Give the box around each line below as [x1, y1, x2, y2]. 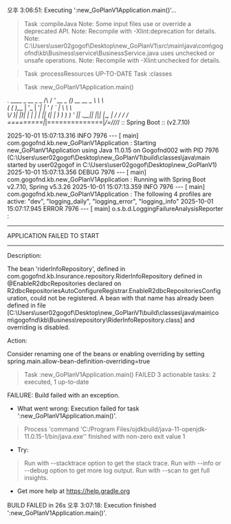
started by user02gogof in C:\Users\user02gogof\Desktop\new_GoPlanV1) [7, 161, 218, 168]
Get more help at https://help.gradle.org [16, 487, 131, 495]
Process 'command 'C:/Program [23, 425, 115, 433]
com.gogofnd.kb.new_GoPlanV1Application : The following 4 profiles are [7, 190, 212, 198]
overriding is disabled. [7, 323, 70, 331]
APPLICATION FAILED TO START [7, 232, 100, 239]
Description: [7, 252, 42, 259]
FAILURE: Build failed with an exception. [7, 391, 120, 399]
